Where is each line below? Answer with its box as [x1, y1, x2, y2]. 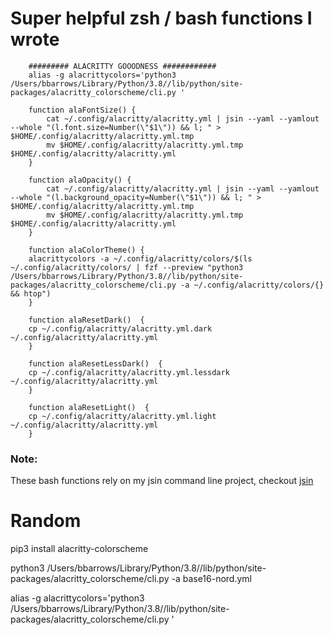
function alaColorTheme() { [28, 245, 145, 255]
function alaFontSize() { [28, 105, 137, 115]
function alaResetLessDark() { [28, 358, 163, 369]
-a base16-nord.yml [171, 573, 252, 585]
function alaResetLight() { [28, 402, 150, 412]
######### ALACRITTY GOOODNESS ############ [28, 61, 217, 71]
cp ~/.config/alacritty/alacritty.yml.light [28, 411, 217, 421]
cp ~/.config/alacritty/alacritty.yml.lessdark [28, 367, 230, 377]
